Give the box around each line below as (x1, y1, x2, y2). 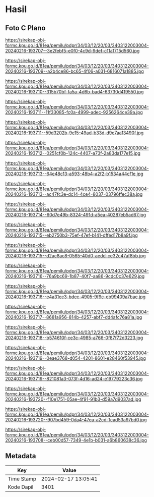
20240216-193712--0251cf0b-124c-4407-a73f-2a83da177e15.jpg (5, 150, 141, 156)
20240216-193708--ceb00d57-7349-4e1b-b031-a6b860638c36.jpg (5, 437, 147, 443)
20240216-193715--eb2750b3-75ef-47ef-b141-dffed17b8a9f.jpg (5, 232, 138, 238)
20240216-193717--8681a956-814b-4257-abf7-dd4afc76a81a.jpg (5, 314, 142, 320)
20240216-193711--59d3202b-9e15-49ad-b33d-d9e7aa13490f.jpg (5, 130, 144, 136)
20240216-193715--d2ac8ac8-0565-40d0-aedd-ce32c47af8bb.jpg (5, 253, 146, 258)
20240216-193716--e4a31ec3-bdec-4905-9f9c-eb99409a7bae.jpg (5, 294, 146, 300)
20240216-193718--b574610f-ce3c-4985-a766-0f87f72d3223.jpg (5, 335, 143, 341)
